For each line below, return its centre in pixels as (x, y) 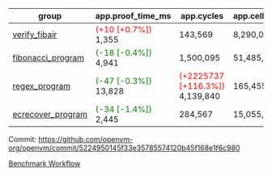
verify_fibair (35, 34)
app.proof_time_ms (133, 16)
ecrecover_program (50, 114)
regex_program (42, 86)
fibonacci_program (49, 58)
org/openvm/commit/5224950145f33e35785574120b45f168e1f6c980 (124, 148)
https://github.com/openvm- (86, 139)
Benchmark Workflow (45, 163)
